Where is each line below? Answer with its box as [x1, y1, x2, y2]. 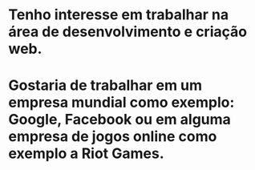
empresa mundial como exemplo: [8, 94, 235, 111]
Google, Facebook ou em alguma [8, 111, 231, 129]
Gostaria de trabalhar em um [8, 76, 203, 95]
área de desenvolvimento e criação [8, 22, 247, 41]
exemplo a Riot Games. [8, 144, 164, 163]
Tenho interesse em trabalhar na [8, 6, 229, 24]
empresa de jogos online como [8, 127, 217, 146]
